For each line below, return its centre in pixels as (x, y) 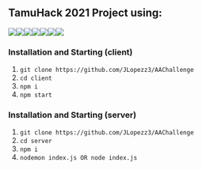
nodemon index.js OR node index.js (78, 158)
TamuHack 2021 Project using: (85, 13)
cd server (36, 142)
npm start (36, 95)
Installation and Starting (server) (72, 115)
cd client (36, 78)
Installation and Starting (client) (71, 52)
